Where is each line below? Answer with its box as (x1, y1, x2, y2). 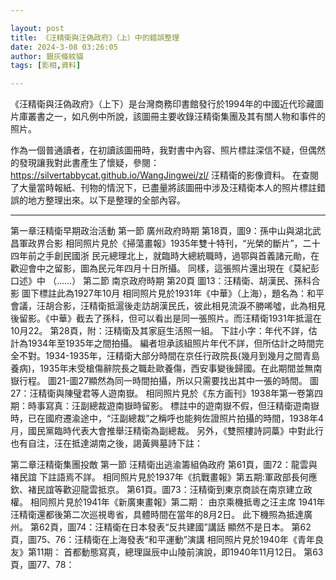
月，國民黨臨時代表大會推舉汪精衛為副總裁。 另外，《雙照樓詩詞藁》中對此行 (10, 425, 324, 437)
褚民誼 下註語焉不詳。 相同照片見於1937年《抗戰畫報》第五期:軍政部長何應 (10, 471, 318, 483)
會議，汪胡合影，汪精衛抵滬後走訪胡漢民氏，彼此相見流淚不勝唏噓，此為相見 (10, 300, 326, 312)
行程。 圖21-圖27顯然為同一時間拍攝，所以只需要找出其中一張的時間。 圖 (18, 375, 320, 387)
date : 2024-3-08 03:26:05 (10, 42, 118, 52)
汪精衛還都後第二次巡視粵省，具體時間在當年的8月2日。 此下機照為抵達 (10, 509, 305, 521)
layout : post (10, 23, 65, 33)
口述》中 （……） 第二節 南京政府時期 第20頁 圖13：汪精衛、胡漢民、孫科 (10, 275, 312, 287)
